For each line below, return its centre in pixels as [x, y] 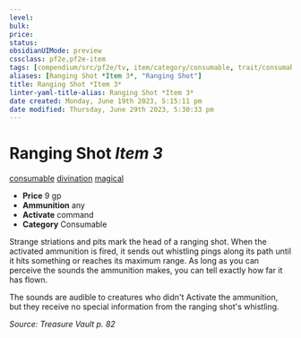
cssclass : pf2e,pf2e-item [57, 59]
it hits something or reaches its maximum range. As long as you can [134, 261]
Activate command [58, 215]
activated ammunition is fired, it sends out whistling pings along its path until [150, 251]
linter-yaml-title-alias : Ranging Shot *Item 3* [102, 92]
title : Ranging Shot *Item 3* [66, 84]
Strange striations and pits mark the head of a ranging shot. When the [138, 242]
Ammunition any [53, 205]
